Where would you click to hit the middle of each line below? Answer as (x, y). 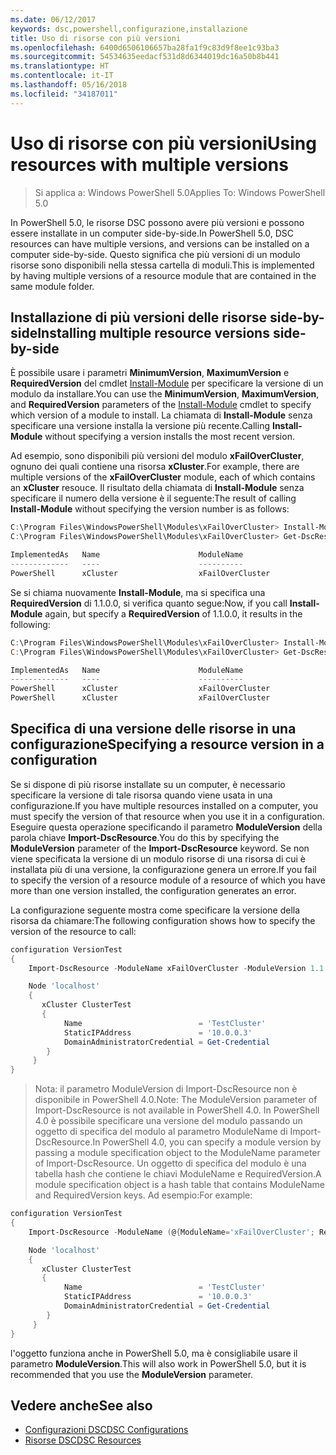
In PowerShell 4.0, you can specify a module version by (207, 1142)
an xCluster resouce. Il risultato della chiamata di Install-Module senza (157, 488)
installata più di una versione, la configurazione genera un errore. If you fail (163, 869)
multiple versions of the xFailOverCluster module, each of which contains (163, 477)
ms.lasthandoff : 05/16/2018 (69, 85)
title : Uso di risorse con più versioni (96, 38)
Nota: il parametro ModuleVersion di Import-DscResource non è (166, 1089)
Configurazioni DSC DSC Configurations (106, 1430)
